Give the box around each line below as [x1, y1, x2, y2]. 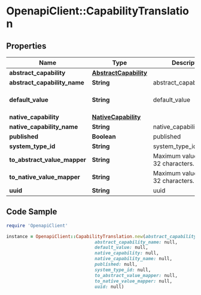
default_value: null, [95, 245, 148, 251]
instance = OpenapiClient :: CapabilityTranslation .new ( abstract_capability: [6, 233, 199, 239]
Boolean [92, 133, 116, 140]
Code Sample [6, 207, 57, 217]
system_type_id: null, [95, 267, 151, 273]
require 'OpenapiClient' [6, 222, 68, 228]
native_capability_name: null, [95, 256, 172, 262]
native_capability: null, [95, 250, 160, 256]
